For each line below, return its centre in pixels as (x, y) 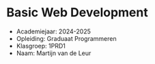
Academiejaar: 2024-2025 (54, 31)
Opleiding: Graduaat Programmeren (66, 38)
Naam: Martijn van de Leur (54, 53)
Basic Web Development (77, 13)
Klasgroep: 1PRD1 (41, 46)
